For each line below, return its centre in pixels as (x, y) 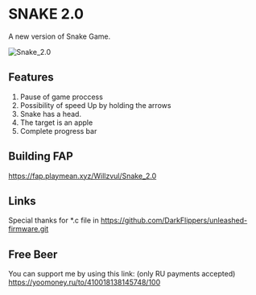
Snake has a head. (51, 114)
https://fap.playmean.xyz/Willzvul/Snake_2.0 (83, 176)
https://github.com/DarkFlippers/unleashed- (174, 220)
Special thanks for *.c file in (54, 220)
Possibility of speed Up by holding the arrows (95, 105)
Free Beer (33, 254)
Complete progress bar (58, 131)
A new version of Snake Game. (60, 36)
